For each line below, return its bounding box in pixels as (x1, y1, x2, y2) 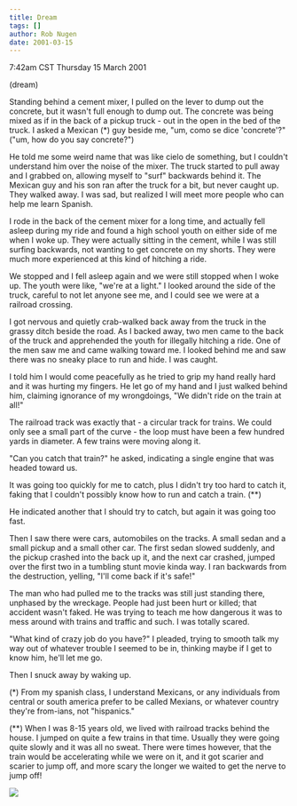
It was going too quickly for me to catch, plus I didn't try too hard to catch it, (9, 480, 286, 491)
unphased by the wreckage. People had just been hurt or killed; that (9, 597, 257, 609)
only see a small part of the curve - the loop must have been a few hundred (9, 427, 285, 437)
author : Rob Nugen (9, 29, 77, 38)
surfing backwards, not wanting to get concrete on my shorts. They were (9, 244, 277, 255)
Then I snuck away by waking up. (9, 670, 131, 681)
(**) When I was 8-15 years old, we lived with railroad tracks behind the (9, 723, 270, 734)
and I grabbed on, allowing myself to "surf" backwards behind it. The (9, 171, 262, 181)
